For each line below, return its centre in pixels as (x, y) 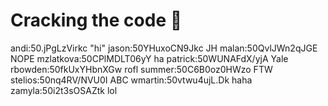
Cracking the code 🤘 (96, 20)
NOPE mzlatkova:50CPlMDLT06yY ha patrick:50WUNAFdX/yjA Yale (149, 58)
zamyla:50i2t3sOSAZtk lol (64, 90)
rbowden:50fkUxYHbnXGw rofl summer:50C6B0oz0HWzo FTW (141, 69)
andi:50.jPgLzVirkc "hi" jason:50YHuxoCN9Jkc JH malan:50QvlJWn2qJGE (164, 48)
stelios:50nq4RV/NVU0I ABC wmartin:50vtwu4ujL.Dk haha (131, 80)
